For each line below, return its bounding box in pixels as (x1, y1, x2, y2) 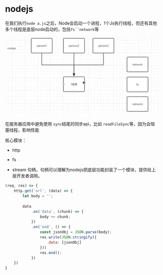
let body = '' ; (22, 194, 54, 199)
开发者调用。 (16, 173, 42, 179)
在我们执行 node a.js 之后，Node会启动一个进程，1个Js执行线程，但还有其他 (5, 20, 157, 26)
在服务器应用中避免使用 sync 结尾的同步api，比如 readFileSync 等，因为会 (5, 121, 151, 127)
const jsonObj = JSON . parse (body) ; (39, 230, 112, 235)
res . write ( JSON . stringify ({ (39, 235, 97, 240)
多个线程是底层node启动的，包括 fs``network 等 (5, 26, 99, 32)
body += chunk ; (39, 214, 71, 219)
